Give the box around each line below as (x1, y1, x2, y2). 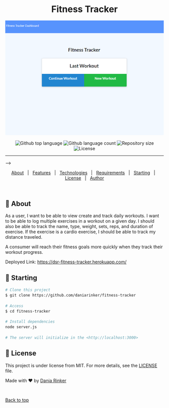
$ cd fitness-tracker (5, 309, 51, 314)
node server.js (5, 325, 37, 330)
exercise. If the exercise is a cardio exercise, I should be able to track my (5, 229, 156, 235)
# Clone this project (5, 287, 51, 292)
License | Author (64, 175, 105, 181)
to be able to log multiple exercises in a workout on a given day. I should (5, 218, 155, 224)
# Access (5, 303, 24, 309)
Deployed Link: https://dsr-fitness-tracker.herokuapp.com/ (5, 259, 127, 265)
